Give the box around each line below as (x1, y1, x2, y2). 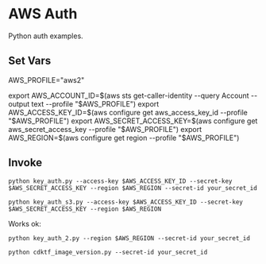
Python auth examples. (8, 31, 83, 41)
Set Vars (8, 54, 52, 68)
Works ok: (8, 219, 42, 228)
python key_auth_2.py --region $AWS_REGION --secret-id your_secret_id (8, 234, 250, 243)
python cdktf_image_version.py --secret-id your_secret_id (8, 248, 208, 256)
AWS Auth (8, 5, 78, 23)
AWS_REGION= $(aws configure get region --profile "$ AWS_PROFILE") (8, 133, 240, 142)
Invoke (8, 156, 42, 169)
